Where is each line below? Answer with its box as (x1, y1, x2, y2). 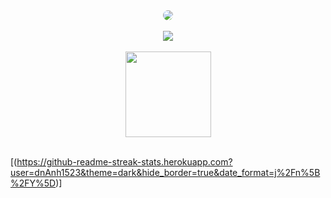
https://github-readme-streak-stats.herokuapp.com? (16, 156, 233, 168)
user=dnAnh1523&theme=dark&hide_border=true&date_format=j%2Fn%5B (10, 167, 321, 178)
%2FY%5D (10, 177, 57, 189)
